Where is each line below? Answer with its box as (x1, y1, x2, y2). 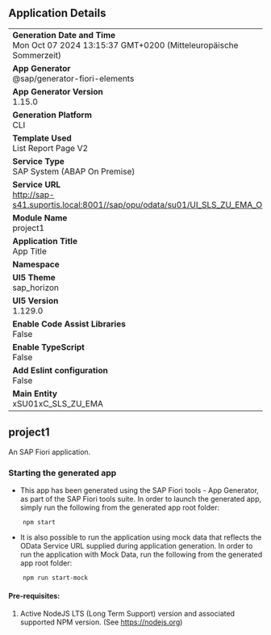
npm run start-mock (23, 574, 89, 582)
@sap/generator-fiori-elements (12, 73, 135, 84)
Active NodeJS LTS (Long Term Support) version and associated (19, 609, 236, 619)
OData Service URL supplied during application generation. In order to (19, 540, 253, 550)
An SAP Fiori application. (8, 447, 91, 456)
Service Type (12, 155, 65, 166)
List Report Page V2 (12, 142, 89, 153)
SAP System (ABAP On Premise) (12, 166, 135, 177)
